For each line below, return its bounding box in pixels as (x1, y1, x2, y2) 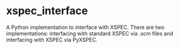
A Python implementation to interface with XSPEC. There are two (6, 24, 165, 31)
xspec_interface (6, 4, 88, 18)
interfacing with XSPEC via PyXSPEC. (6, 36, 98, 43)
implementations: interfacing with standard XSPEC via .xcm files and (6, 30, 174, 37)
